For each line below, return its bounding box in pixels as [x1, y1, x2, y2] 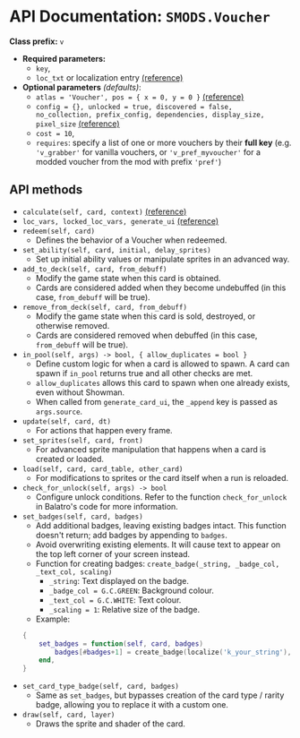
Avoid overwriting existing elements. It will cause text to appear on [35, 539, 281, 550]
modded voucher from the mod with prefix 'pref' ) [35, 156, 222, 167]
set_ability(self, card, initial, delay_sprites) [21, 245, 212, 254]
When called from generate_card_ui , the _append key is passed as [35, 396, 278, 407]
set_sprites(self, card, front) [21, 436, 143, 445]
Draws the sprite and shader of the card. [35, 718, 186, 729]
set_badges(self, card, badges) [21, 512, 143, 521]
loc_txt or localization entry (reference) [35, 72, 184, 82]
